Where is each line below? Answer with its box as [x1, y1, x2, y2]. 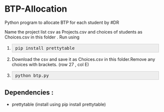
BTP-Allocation [4, 3, 68, 15]
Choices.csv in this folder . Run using [4, 34, 80, 40]
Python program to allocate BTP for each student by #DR [4, 19, 119, 25]
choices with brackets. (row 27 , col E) [11, 61, 89, 67]
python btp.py [15, 73, 49, 78]
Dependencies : [4, 89, 54, 97]
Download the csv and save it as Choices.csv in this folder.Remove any [11, 56, 155, 62]
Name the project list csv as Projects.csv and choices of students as [4, 29, 142, 35]
